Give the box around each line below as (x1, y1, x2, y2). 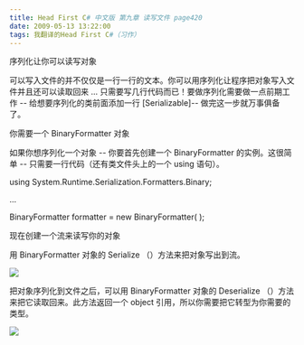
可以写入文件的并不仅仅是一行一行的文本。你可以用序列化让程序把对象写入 (9, 75, 287, 86)
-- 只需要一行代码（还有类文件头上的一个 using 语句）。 (19, 159, 224, 170)
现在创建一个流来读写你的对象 (9, 230, 120, 241)
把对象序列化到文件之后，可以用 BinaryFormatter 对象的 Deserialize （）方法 (9, 285, 294, 296)
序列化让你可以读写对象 (9, 56, 97, 67)
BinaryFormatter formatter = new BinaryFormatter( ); (9, 211, 205, 222)
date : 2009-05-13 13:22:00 (9, 22, 111, 31)
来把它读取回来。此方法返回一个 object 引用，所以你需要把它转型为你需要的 (9, 297, 291, 308)
